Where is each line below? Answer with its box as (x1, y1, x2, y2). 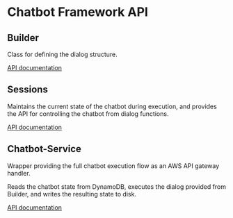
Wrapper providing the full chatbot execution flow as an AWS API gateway (7, 161, 220, 170)
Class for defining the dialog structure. (7, 50, 118, 58)
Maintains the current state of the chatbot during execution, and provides (7, 102, 217, 110)
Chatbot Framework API (7, 4, 148, 20)
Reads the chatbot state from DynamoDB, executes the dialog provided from (7, 182, 227, 191)
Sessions (7, 84, 49, 96)
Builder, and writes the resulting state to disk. (7, 190, 137, 198)
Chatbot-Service (7, 143, 82, 155)
